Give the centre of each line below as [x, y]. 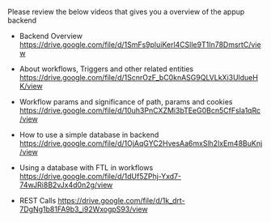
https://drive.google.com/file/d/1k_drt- [121, 201]
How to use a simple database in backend [89, 134]
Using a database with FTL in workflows [86, 168]
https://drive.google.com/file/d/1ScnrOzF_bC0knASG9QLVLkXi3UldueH [138, 77]
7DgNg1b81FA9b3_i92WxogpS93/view [83, 209]
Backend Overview [51, 36]
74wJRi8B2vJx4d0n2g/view [66, 185]
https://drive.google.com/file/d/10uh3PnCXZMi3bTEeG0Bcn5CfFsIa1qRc [140, 110]
